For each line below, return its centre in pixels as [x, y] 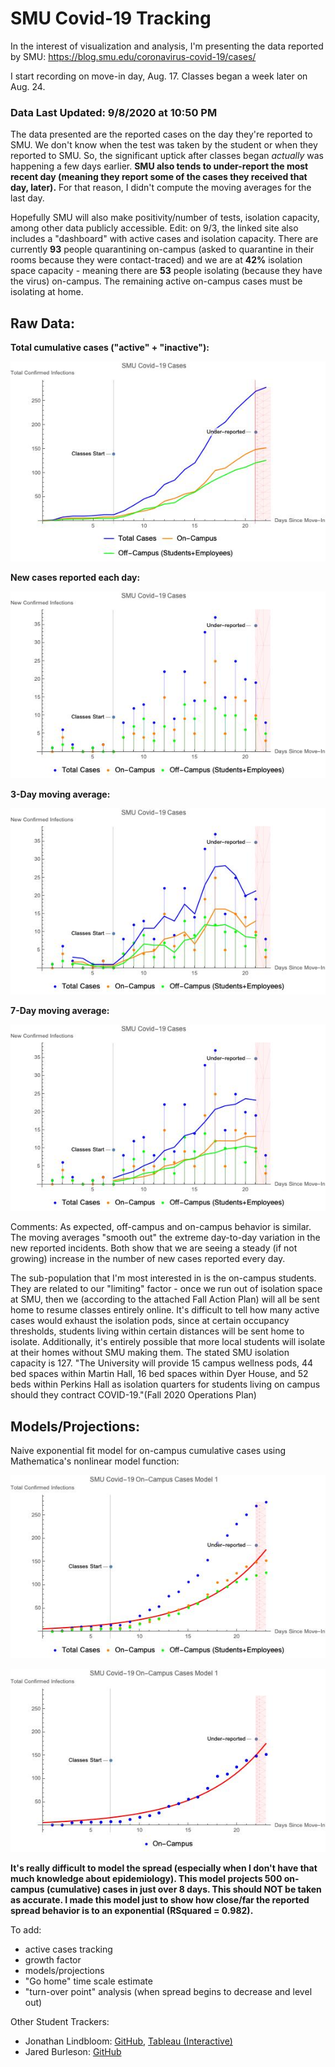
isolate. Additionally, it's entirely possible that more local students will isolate [168, 1342]
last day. [27, 198]
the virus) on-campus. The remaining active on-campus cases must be [156, 281]
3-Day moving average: [60, 794]
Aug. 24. [28, 86]
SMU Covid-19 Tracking [111, 18]
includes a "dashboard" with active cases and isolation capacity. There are [164, 239]
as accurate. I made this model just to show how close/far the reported [160, 1900]
